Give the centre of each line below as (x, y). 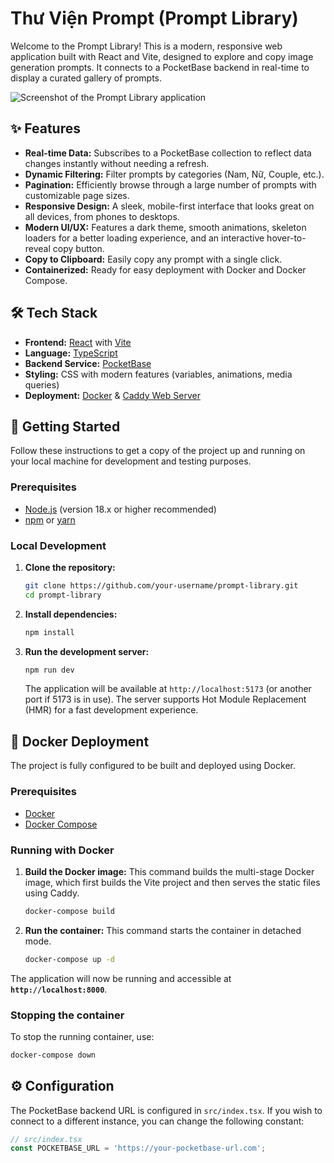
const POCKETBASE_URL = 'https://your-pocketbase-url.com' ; (138, 1148)
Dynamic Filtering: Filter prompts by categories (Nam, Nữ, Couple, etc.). (174, 174)
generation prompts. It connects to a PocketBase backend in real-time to (160, 67)
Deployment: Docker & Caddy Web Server (112, 395)
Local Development (58, 545)
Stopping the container (67, 1015)
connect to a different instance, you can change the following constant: (157, 1121)
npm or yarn (50, 519)
